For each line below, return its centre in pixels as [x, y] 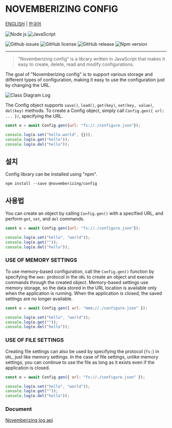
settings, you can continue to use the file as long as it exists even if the [80, 362]
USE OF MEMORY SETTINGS [41, 260]
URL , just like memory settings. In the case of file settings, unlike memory [82, 357]
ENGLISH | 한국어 [23, 24]
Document [19, 409]
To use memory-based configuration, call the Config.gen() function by [80, 271]
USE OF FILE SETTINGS [35, 340]
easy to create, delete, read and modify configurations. [76, 64]
